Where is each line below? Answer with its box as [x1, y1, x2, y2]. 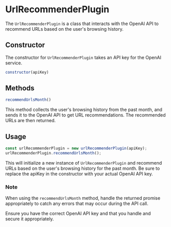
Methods [5, 84, 35, 93]
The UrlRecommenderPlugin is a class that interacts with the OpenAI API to [5, 20, 159, 27]
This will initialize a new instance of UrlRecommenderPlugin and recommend [5, 160, 162, 166]
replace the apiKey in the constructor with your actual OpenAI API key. [5, 170, 153, 177]
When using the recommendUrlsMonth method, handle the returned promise [5, 195, 161, 201]
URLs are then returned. [5, 118, 56, 124]
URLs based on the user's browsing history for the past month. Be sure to [5, 165, 160, 171]
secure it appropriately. [5, 216, 54, 222]
